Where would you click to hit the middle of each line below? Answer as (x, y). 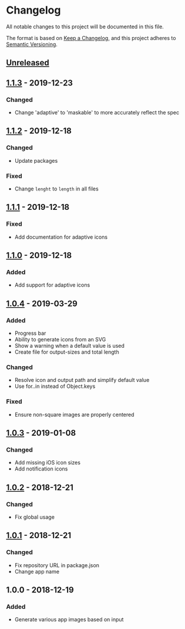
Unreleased (28, 63)
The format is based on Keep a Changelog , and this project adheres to (91, 38)
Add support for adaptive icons (52, 285)
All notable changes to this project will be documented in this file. (85, 27)
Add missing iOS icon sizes (48, 463)
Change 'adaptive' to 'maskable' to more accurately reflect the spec (97, 113)
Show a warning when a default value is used (70, 346)
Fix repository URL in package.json (57, 565)
